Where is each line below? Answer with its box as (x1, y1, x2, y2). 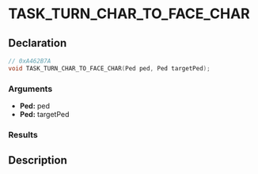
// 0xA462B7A (8, 57, 51, 65)
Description (8, 153, 67, 167)
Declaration (8, 36, 67, 50)
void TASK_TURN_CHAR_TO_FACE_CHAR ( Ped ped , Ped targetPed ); (8, 64, 211, 72)
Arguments (8, 83, 53, 94)
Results (8, 129, 38, 140)
